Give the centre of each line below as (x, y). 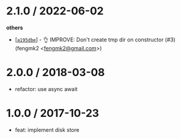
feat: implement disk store (47, 129)
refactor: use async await (46, 89)
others (15, 28)
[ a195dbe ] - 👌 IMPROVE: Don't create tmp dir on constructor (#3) (95, 40)
